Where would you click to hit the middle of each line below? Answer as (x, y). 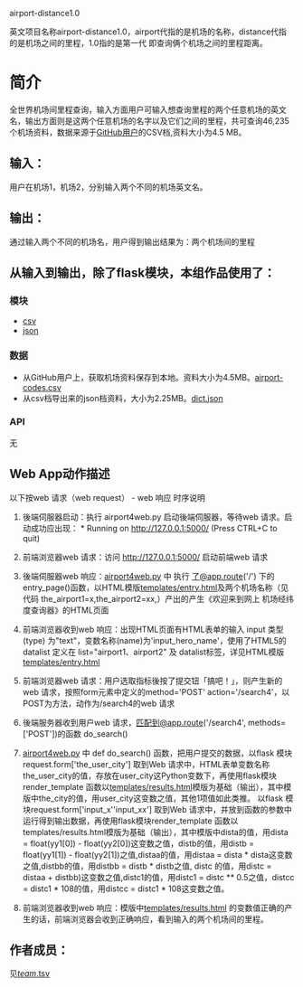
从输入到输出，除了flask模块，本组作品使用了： (142, 273)
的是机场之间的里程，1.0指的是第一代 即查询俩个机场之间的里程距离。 (139, 43)
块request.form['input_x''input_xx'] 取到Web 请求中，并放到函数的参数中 (157, 809)
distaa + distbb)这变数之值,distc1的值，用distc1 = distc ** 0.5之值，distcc (158, 877)
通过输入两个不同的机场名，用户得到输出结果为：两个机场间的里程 (132, 241)
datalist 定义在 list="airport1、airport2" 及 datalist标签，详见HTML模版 (153, 652)
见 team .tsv (30, 973)
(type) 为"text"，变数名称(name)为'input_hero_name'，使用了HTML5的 (154, 640)
